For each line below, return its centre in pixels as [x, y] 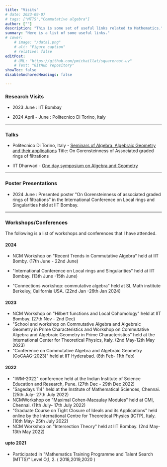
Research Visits [25, 96]
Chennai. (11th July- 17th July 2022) [49, 405]
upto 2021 [16, 443]
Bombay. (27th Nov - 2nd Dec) [44, 319]
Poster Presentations [31, 184]
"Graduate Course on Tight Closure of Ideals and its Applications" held [85, 410]
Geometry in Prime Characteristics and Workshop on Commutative [81, 329]
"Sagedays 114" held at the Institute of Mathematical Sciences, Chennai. [86, 389]
